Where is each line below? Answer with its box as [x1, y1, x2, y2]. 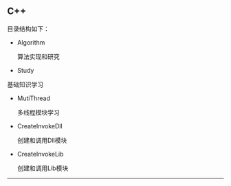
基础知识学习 [7, 80, 43, 89]
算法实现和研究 [16, 52, 60, 60]
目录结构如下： [7, 24, 49, 33]
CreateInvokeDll [16, 121, 63, 130]
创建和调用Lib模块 [16, 164, 69, 172]
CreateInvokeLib [16, 150, 64, 158]
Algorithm [16, 38, 45, 47]
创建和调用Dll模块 [16, 136, 67, 144]
